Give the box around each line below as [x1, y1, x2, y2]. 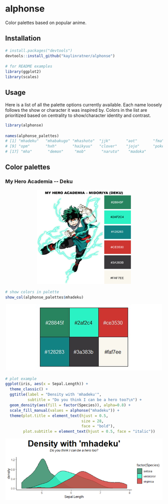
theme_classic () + [9, 387, 48, 392]
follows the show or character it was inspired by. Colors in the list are [5, 107, 147, 113]
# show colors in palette [5, 289, 59, 294]
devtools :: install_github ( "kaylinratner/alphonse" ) [5, 53, 115, 58]
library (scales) [5, 75, 39, 80]
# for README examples [5, 64, 52, 69]
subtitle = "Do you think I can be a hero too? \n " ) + [27, 397, 142, 402]
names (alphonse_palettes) [5, 133, 59, 138]
